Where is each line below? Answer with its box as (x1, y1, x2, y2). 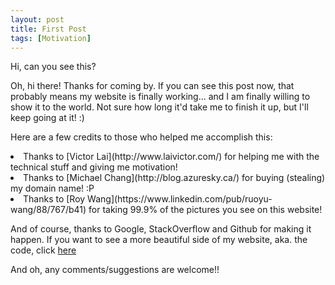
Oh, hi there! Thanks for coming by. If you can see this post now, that (10, 80, 295, 92)
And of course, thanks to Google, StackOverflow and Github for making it (10, 223, 312, 235)
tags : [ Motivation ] (10, 33, 92, 43)
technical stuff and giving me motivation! (10, 161, 178, 173)
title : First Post (10, 24, 87, 34)
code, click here (10, 244, 77, 256)
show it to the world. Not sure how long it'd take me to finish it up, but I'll (10, 101, 309, 113)
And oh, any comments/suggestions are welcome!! (10, 264, 220, 276)
